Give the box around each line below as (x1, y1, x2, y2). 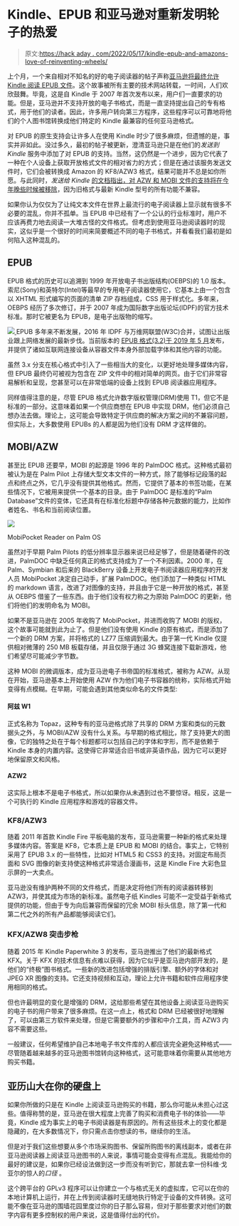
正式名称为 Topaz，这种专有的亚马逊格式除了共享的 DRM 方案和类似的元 (7, 719, 220, 728)
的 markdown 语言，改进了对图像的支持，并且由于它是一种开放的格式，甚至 (7, 583, 229, 592)
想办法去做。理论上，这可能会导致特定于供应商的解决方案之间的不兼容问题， (7, 411, 232, 419)
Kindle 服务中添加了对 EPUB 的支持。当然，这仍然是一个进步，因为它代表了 (7, 149, 229, 157)
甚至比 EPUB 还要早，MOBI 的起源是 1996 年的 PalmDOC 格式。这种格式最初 (7, 461, 232, 469)
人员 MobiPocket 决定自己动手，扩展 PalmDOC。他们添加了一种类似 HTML (7, 574, 226, 582)
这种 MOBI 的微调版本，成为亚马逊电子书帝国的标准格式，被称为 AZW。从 (7, 666, 224, 675)
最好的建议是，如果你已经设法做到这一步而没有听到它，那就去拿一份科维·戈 (7, 1160, 228, 1168)
